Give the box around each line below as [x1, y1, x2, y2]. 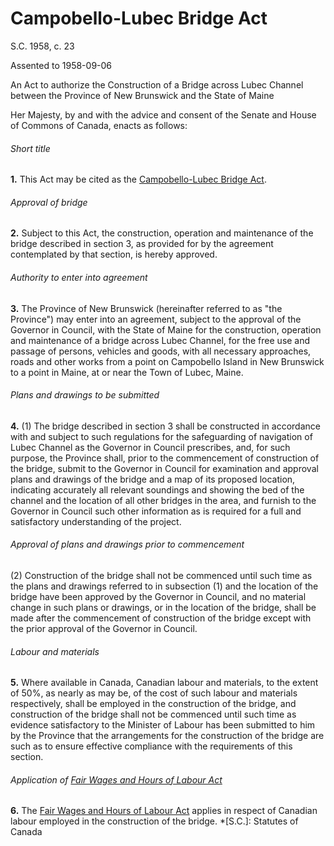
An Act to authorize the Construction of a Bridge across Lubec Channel [10, 78, 304, 91]
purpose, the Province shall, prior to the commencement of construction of [10, 452, 320, 464]
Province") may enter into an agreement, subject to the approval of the [10, 313, 302, 325]
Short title [10, 142, 51, 154]
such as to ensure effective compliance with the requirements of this [10, 740, 293, 752]
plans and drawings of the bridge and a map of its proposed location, [10, 473, 296, 485]
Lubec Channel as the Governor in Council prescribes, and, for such [10, 441, 291, 453]
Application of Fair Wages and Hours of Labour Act [10, 773, 223, 786]
